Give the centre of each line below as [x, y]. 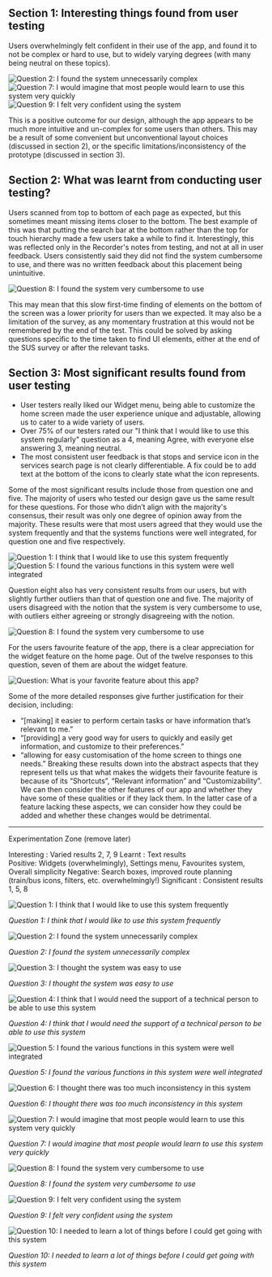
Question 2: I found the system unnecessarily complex [99, 952]
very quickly [29, 1153]
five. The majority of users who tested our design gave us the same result [132, 498]
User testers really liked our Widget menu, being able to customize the [138, 405]
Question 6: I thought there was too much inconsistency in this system [125, 1104]
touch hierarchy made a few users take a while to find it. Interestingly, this [132, 238]
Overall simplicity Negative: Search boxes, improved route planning [121, 872]
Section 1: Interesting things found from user [123, 13]
